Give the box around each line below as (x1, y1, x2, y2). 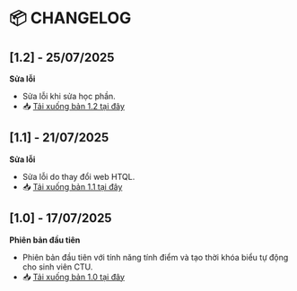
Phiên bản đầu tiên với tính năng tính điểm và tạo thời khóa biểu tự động (22, 252, 289, 262)
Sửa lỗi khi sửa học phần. (22, 91, 117, 101)
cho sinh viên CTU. (22, 261, 93, 272)
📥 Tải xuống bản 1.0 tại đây (22, 271, 126, 282)
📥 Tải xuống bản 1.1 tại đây (22, 181, 123, 192)
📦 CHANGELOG (9, 8, 132, 29)
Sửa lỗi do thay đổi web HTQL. (22, 171, 135, 182)
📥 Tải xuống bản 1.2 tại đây (22, 101, 126, 111)
